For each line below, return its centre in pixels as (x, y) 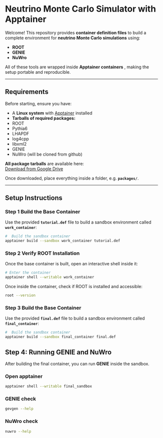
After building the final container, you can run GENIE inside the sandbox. (77, 364)
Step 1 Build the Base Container (43, 212)
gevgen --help (19, 409)
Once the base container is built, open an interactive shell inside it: (72, 264)
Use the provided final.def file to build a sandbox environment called (75, 318)
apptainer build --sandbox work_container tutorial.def (63, 241)
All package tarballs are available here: (44, 163)
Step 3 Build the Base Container (43, 308)
